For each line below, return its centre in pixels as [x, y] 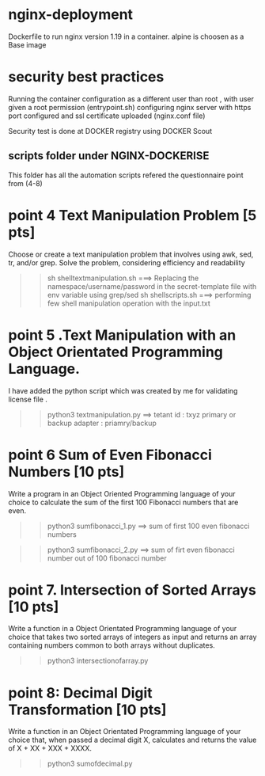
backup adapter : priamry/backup [102, 423]
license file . [28, 399]
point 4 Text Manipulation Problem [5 [132, 215]
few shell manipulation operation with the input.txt [129, 303]
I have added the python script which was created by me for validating [123, 390]
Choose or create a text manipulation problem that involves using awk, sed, [131, 254]
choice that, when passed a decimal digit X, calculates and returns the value [132, 740]
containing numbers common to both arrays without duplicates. [112, 645]
